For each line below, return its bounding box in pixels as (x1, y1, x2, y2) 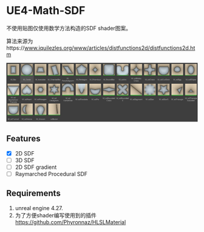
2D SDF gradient (15, 163, 57, 171)
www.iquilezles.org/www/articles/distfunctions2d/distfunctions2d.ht (24, 44, 195, 52)
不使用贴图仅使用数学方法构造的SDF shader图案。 (6, 24, 132, 32)
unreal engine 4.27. (15, 204, 64, 211)
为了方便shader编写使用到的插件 (15, 211, 97, 219)
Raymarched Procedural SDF (15, 170, 88, 177)
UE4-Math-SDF (6, 4, 86, 18)
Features (6, 134, 41, 144)
